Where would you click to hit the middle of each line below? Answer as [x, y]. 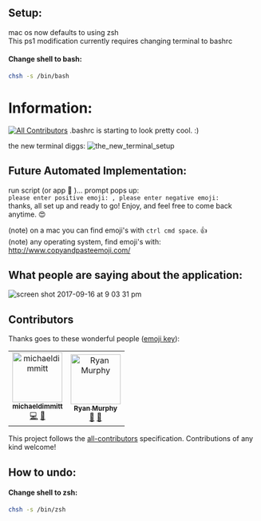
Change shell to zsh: [43, 493]
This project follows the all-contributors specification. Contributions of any [131, 439]
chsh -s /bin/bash [39, 76]
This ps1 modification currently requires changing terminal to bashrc [121, 41]
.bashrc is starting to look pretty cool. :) [134, 130]
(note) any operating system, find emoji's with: [85, 241]
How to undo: [42, 472]
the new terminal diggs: [47, 145]
